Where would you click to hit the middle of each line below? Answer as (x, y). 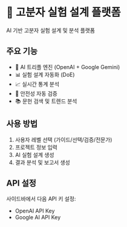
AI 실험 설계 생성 (34, 154)
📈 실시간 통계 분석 (37, 84)
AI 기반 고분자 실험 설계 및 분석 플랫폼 (51, 30)
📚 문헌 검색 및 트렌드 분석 (46, 101)
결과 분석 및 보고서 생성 (43, 162)
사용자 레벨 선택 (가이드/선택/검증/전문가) (63, 139)
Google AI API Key (38, 217)
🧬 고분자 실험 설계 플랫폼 (63, 12)
